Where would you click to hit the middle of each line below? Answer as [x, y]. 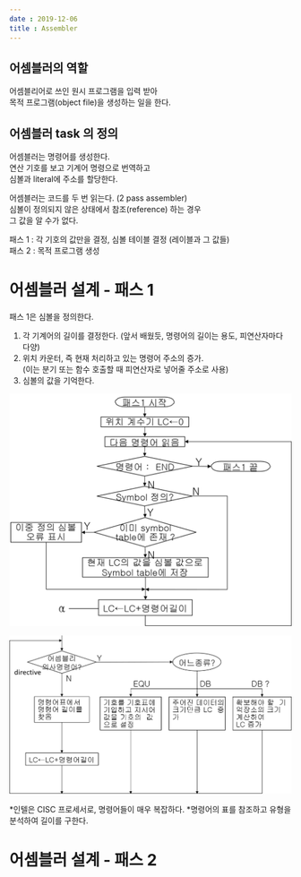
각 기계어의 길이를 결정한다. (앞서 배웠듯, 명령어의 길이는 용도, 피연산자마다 [153, 336]
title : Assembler [43, 28]
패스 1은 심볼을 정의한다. [52, 317]
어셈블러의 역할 [49, 68]
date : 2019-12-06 [43, 19]
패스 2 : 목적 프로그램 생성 [55, 251]
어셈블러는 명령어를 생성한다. [60, 157]
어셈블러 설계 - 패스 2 [83, 860]
